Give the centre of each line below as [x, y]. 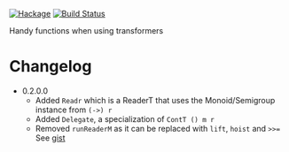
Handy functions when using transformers [86, 30]
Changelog [51, 67]
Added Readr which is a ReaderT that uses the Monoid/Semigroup [155, 100]
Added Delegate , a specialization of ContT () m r [125, 118]
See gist [50, 138]
